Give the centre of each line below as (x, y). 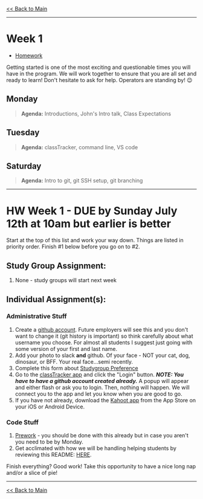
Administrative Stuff (37, 317)
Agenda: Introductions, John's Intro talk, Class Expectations (96, 114)
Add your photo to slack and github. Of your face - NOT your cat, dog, (102, 355)
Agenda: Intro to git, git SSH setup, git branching (82, 181)
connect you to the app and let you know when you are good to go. (98, 394)
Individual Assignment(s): (56, 299)
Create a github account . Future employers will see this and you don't (101, 329)
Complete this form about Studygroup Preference (76, 368)
